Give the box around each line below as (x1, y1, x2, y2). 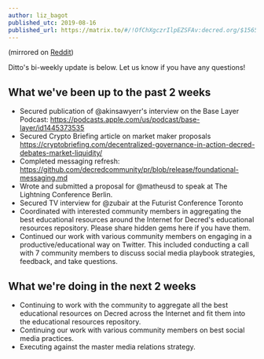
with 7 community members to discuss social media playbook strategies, (19, 248, 255, 258)
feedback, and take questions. (19, 257, 118, 266)
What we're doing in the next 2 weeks (8, 280, 196, 293)
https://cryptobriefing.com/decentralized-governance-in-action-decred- (19, 140, 255, 149)
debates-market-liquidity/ (19, 148, 103, 158)
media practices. (19, 334, 75, 343)
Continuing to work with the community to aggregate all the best (19, 300, 229, 310)
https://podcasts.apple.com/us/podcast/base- (49, 115, 200, 124)
